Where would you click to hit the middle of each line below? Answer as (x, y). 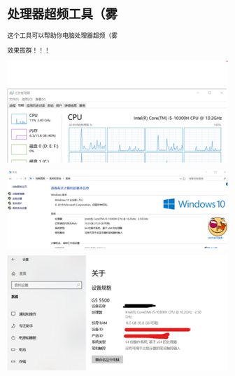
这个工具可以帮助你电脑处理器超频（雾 (62, 35)
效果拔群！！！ (29, 50)
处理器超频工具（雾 (63, 14)
